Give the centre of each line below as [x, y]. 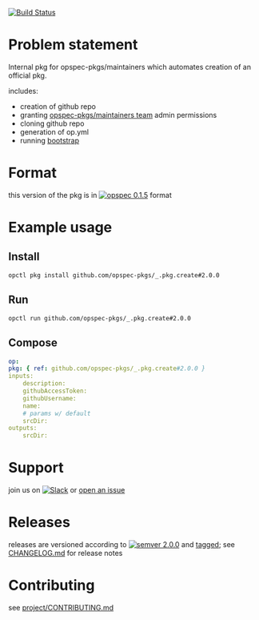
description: [44, 384]
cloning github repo [52, 123]
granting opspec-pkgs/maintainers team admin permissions [118, 115]
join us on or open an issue [67, 490]
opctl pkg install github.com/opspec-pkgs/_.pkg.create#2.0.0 [114, 275]
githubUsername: [50, 398]
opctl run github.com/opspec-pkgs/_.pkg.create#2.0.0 [100, 318]
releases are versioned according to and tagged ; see [122, 544]
